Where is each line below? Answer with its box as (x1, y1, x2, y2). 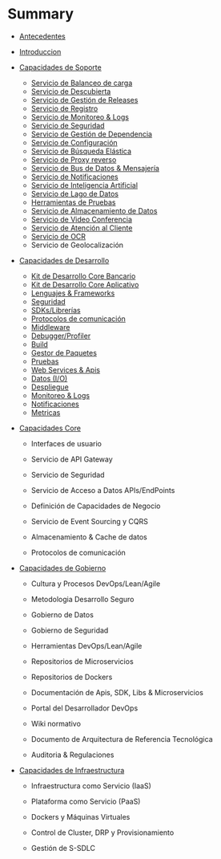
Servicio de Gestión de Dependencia (30, 129, 153, 139)
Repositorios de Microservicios (30, 656, 134, 666)
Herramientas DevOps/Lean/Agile (30, 641, 143, 650)
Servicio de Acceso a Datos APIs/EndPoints (30, 485, 175, 495)
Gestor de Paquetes (30, 348, 98, 357)
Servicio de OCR (30, 231, 86, 241)
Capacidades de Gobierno (18, 563, 106, 572)
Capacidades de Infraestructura (18, 765, 125, 775)
